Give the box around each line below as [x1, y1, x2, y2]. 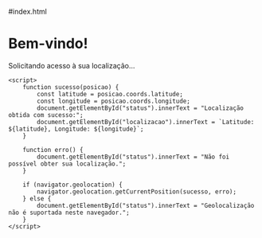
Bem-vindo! [8, 35, 88, 53]
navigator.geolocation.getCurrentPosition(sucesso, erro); [37, 187, 237, 196]
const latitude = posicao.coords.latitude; [37, 90, 183, 98]
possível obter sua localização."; [8, 159, 127, 168]
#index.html [8, 7, 48, 16]
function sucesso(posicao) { [22, 83, 119, 91]
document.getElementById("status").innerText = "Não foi [37, 153, 229, 161]
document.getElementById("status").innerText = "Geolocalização [37, 201, 255, 209]
